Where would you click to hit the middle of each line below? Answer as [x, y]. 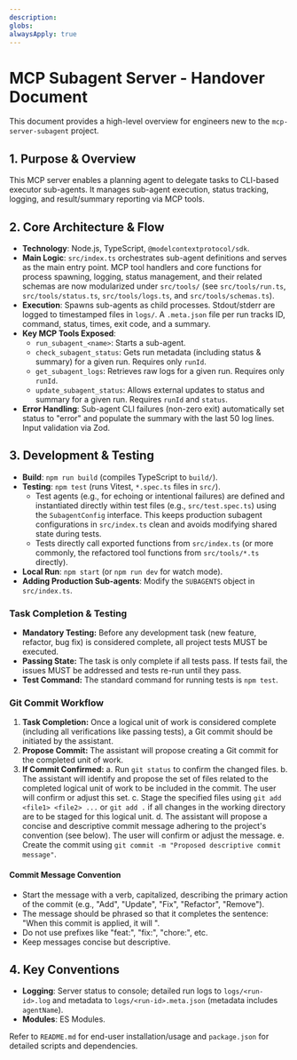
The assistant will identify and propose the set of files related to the [145, 779]
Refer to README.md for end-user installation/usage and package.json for [139, 1037]
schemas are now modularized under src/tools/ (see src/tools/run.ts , [154, 286]
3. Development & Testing [82, 455]
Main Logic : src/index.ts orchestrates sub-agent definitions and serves [154, 258]
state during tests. [68, 533]
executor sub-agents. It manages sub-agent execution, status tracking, [139, 190]
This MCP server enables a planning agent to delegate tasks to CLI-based [144, 180]
